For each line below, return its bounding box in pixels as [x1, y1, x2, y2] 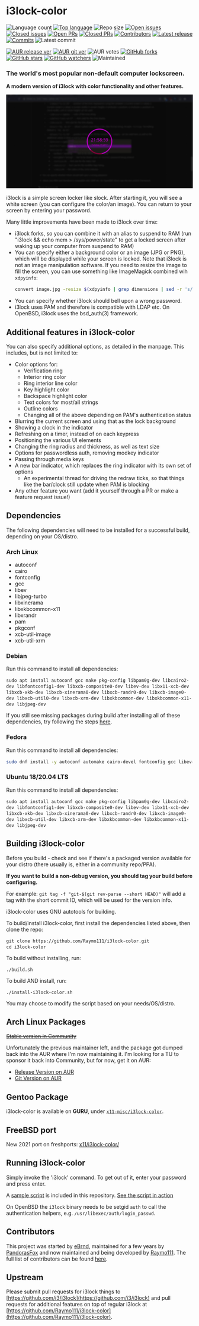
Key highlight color [23, 385, 70, 393]
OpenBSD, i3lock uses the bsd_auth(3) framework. [14, 310, 139, 317]
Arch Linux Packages [6, 1017, 86, 1027]
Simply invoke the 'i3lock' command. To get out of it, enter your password [6, 1174, 187, 1181]
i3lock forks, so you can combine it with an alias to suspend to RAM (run [14, 230, 191, 237]
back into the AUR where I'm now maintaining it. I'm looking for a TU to [6, 1051, 179, 1058]
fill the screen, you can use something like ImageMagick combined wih [14, 268, 188, 275]
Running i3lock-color [6, 1158, 86, 1168]
